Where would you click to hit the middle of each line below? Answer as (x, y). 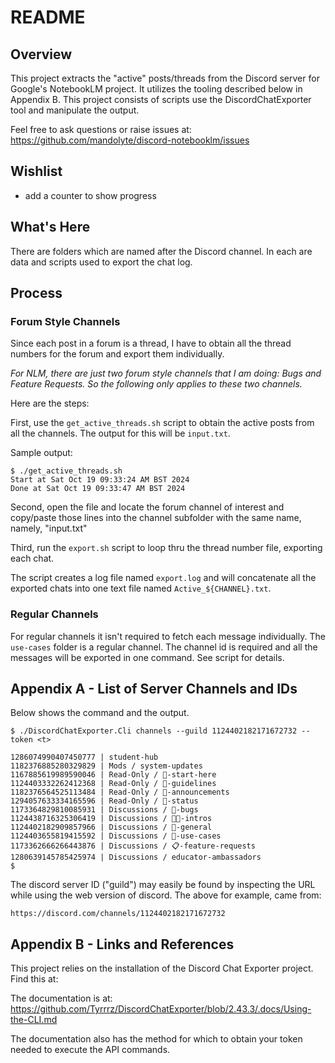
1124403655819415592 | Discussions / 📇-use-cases (116, 836)
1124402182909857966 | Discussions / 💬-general (111, 827)
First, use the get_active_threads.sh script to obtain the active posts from (162, 423)
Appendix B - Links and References (122, 944)
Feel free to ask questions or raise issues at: (101, 129)
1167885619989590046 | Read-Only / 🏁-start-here (113, 775)
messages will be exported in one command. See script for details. (147, 657)
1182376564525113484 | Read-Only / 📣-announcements (120, 792)
